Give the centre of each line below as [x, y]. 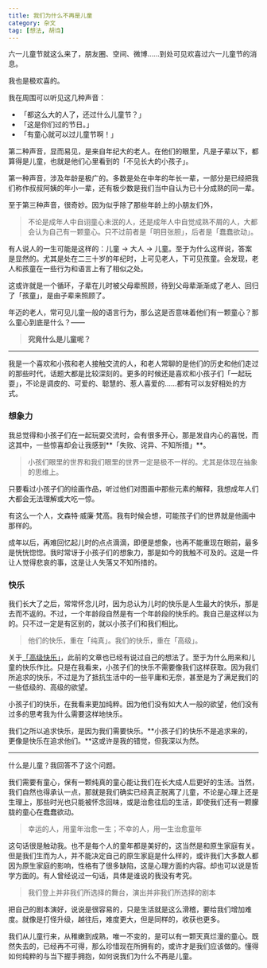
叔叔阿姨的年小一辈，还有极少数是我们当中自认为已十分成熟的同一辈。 [144, 189]
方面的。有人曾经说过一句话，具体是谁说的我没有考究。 [105, 875]
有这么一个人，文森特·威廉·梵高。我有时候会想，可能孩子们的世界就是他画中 [132, 515]
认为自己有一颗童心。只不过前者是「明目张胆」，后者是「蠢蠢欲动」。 [146, 232]
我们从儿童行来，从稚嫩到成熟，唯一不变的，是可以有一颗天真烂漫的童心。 [130, 936]
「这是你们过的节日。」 [56, 125]
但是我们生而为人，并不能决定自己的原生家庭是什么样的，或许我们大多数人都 [133, 855]
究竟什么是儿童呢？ [59, 340]
